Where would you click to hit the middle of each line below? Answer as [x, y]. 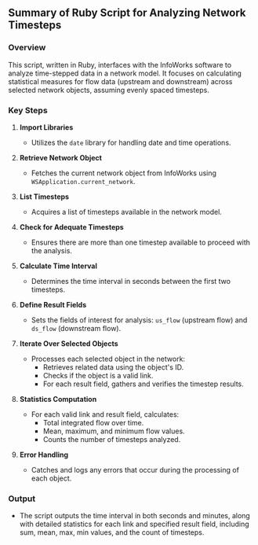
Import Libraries [46, 127]
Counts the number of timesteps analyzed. [112, 439]
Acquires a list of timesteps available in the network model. [126, 212]
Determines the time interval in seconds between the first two [131, 281]
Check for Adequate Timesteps [71, 226]
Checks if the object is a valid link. [98, 375]
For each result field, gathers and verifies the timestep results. [144, 384]
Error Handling [44, 455]
